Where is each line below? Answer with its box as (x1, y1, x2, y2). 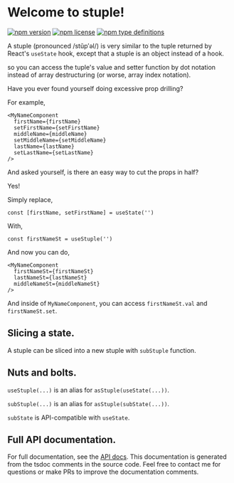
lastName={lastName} (14, 143, 75, 150)
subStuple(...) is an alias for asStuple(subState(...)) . (7, 399, 169, 408)
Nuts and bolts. (7, 367, 77, 379)
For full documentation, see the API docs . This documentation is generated (7, 452, 228, 461)
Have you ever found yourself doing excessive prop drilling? (7, 84, 184, 92)
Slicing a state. (7, 327, 75, 339)
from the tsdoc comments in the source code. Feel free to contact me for (7, 460, 221, 469)
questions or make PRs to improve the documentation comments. (7, 467, 199, 477)
